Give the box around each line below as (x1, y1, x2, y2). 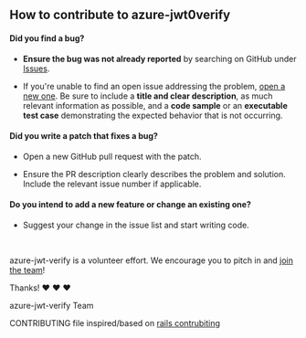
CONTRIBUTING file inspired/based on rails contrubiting (9, 318, 221, 328)
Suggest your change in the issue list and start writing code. (22, 219, 249, 230)
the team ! (9, 265, 46, 275)
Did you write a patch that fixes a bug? (9, 131, 158, 142)
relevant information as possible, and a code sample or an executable (22, 100, 288, 111)
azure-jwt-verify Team (9, 301, 94, 311)
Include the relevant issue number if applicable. (22, 178, 202, 189)
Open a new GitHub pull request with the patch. (22, 151, 203, 162)
